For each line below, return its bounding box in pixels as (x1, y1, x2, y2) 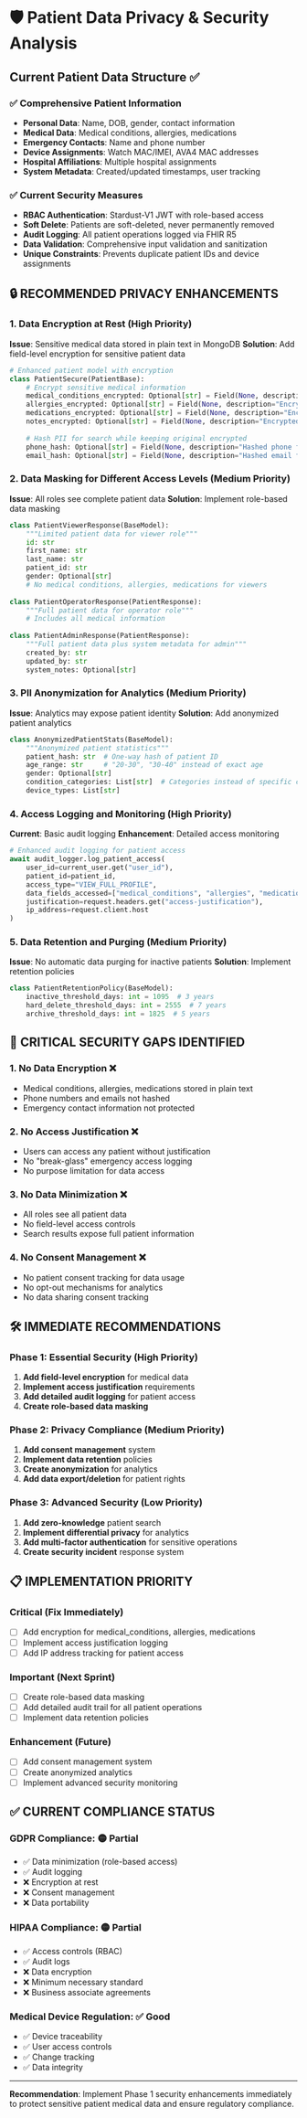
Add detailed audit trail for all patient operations (22, 1702, 203, 1713)
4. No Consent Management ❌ (9, 1251, 146, 1264)
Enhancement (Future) (9, 1736, 111, 1749)
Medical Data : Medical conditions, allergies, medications (22, 127, 238, 138)
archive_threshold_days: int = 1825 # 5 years (26, 1009, 210, 1019)
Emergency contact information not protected (22, 1102, 195, 1113)
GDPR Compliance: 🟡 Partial (9, 1832, 139, 1845)
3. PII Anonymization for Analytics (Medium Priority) (9, 686, 247, 699)
